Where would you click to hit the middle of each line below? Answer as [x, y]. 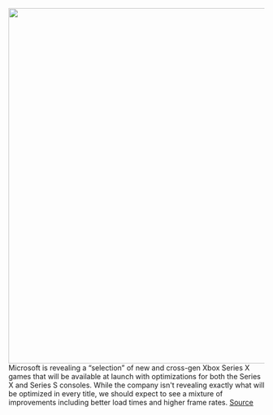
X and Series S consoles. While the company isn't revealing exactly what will [136, 385]
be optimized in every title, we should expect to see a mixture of [116, 393]
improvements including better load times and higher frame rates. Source [131, 402]
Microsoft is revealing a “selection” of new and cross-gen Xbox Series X [129, 368]
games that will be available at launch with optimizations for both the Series [135, 376]
